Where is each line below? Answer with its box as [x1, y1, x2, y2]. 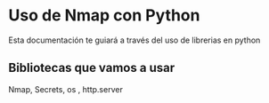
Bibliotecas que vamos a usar [8, 60, 175, 75]
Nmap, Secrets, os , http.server [8, 83, 124, 94]
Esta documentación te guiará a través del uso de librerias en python [8, 35, 261, 45]
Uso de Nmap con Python [8, 5, 200, 26]
